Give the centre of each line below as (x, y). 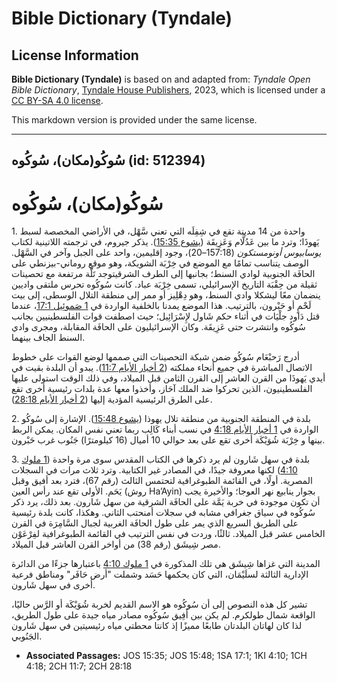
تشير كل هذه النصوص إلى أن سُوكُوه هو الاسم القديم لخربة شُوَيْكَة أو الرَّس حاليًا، (159, 604)
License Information (75, 55)
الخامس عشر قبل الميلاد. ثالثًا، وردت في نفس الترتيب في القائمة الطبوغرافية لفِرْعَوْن (168, 534)
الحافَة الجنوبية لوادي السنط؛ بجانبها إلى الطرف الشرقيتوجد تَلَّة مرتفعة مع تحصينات (163, 274)
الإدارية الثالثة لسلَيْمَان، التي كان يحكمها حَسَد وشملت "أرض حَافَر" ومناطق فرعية (160, 574)
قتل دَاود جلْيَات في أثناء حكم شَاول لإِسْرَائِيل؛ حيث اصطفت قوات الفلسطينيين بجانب (166, 316)
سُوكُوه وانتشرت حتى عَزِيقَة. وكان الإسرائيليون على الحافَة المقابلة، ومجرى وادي (158, 327)
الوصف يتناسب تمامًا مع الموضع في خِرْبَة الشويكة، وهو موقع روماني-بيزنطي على (160, 263)
